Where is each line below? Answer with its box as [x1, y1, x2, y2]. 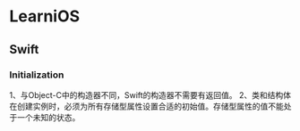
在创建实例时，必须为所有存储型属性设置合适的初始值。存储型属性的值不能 [9, 101, 284, 111]
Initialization [9, 69, 64, 81]
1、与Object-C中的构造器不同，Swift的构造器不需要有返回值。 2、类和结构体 [9, 89, 292, 100]
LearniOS [9, 6, 81, 27]
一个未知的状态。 [16, 111, 81, 122]
